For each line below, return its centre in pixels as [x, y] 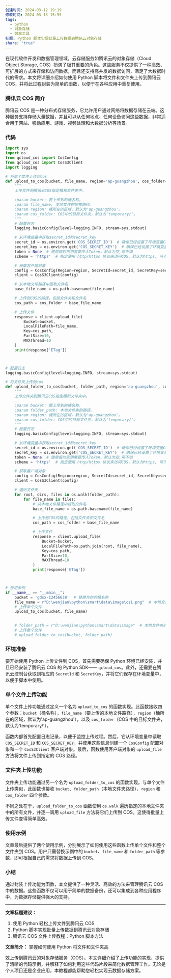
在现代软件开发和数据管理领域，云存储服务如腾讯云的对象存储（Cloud [78, 58]
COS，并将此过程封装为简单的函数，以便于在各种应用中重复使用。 [75, 84]
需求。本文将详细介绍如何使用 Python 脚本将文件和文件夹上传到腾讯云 [88, 77]
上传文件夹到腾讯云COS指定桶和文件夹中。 [52, 396]
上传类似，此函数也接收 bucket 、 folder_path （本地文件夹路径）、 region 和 [83, 789]
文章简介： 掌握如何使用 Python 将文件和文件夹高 [57, 947]
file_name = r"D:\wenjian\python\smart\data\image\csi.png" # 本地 [88, 602]
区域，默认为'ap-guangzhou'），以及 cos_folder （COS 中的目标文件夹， [90, 719]
